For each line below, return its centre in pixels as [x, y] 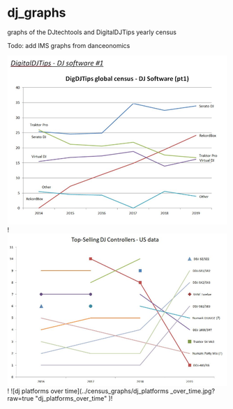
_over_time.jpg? [192, 391]
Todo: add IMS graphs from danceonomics [69, 45]
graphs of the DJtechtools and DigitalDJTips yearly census [92, 32]
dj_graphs [37, 13]
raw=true [21, 398]
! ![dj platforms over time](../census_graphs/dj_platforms [88, 391]
